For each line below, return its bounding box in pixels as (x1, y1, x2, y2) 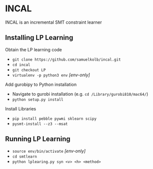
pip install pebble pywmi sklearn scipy (12, 116, 97, 121)
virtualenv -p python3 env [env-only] (12, 72, 90, 78)
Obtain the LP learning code (5, 46, 62, 52)
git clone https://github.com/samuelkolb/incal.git (12, 57, 121, 62)
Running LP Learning (5, 135, 71, 143)
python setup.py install (12, 97, 64, 102)
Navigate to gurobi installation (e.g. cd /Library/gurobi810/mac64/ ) (12, 91, 149, 97)
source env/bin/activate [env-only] (12, 148, 86, 154)
